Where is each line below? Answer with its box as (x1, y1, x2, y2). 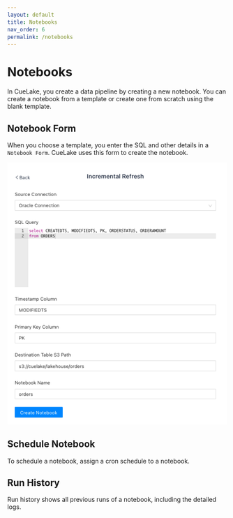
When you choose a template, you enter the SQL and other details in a (7, 141, 209, 149)
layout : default (7, 11, 54, 18)
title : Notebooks (7, 18, 58, 26)
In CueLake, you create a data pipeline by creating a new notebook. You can (7, 87, 227, 96)
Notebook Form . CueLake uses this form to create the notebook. (7, 149, 188, 156)
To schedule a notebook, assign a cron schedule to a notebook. (7, 457, 190, 465)
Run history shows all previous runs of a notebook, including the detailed (7, 496, 217, 504)
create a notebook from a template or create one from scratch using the (7, 95, 214, 103)
